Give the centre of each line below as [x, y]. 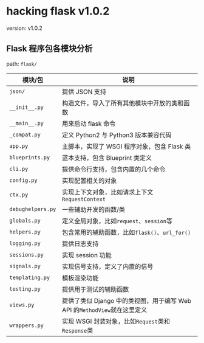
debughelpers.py [33, 209]
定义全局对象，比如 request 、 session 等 [117, 221]
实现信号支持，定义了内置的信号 [107, 266]
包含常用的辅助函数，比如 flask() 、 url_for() [126, 232]
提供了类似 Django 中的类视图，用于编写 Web [127, 300]
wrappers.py [27, 325]
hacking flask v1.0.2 [58, 11]
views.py [22, 305]
